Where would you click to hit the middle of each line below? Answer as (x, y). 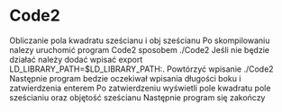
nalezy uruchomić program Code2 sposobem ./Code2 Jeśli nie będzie (140, 49)
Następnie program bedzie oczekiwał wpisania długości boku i (125, 78)
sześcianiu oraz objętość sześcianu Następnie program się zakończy (137, 97)
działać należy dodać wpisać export (76, 59)
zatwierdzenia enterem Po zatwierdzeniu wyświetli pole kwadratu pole (140, 88)
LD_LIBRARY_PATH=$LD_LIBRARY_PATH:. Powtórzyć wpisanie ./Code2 (141, 69)
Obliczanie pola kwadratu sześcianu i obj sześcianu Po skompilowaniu (140, 40)
